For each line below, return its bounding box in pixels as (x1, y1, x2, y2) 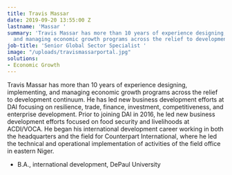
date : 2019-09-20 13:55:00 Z (7, 17, 91, 24)
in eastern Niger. (7, 147, 55, 155)
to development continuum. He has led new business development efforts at (7, 95, 224, 104)
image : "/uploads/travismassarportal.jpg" (7, 49, 131, 56)
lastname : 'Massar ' (7, 23, 67, 30)
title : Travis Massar (7, 10, 70, 17)
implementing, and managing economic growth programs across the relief (7, 88, 218, 96)
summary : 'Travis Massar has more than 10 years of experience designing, (7, 29, 227, 37)
